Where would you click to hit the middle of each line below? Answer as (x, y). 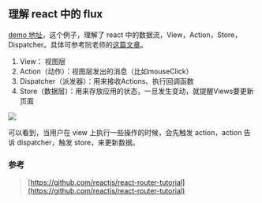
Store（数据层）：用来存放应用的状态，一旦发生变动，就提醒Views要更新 (137, 91)
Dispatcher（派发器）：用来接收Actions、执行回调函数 (107, 81)
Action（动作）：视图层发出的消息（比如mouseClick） (106, 71)
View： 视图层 (43, 61)
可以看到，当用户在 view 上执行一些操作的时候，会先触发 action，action (125, 132)
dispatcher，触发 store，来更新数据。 (78, 142)
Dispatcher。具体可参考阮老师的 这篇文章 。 (78, 44)
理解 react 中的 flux (56, 14)
